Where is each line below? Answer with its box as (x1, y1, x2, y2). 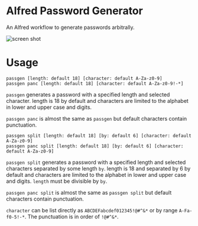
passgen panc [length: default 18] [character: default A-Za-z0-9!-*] (6, 80, 184, 86)
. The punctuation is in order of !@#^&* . (24, 213, 119, 220)
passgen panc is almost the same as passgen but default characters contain (6, 115, 187, 122)
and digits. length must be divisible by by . (6, 177, 108, 185)
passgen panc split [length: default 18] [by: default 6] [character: (6, 143, 184, 149)
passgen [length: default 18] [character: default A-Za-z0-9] (6, 75, 163, 81)
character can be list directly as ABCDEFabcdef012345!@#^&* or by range (6, 206, 178, 214)
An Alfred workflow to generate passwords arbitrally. (6, 24, 135, 31)
